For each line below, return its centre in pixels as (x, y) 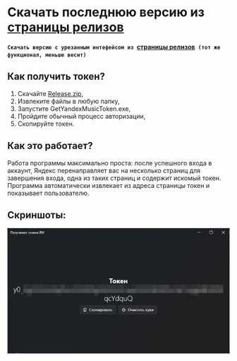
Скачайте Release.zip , (50, 93)
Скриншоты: (37, 215)
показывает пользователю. (48, 193)
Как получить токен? (56, 77)
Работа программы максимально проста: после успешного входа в (110, 162)
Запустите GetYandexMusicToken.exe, (74, 108)
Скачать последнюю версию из (106, 12)
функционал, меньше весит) (47, 55)
